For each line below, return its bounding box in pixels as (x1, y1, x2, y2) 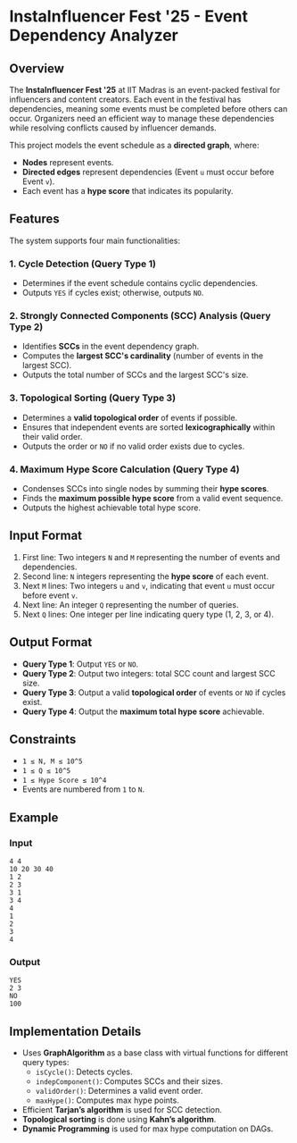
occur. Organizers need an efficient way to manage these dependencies (9, 113, 275, 123)
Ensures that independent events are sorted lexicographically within (21, 422, 276, 433)
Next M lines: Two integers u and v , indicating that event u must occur (21, 580, 276, 591)
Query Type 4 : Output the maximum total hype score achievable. (21, 706, 265, 717)
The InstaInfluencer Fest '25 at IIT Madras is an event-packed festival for (9, 85, 281, 95)
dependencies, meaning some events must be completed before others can (9, 104, 288, 113)
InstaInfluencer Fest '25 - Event (9, 6, 248, 27)
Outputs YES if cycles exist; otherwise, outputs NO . (21, 288, 204, 298)
